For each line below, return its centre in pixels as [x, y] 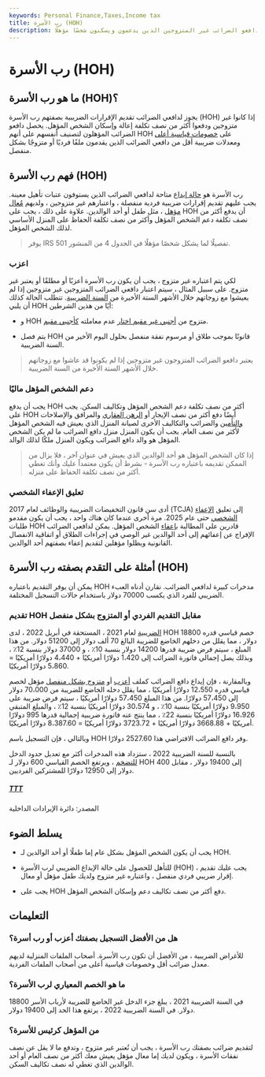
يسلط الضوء [35, 833]
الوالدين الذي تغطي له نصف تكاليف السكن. [72, 1064]
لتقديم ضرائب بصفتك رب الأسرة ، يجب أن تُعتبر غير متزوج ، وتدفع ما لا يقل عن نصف [131, 1047]
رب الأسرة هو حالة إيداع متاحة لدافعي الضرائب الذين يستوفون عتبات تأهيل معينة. [126, 195]
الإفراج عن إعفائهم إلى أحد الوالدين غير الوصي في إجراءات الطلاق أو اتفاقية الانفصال [132, 535]
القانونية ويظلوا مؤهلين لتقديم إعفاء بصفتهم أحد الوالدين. [91, 543]
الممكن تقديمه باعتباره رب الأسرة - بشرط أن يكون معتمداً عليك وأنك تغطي [137, 463]
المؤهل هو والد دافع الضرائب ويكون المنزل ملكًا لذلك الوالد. [95, 439]
